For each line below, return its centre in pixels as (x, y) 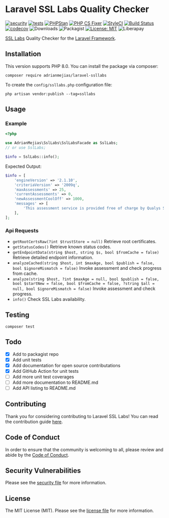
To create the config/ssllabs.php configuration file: (59, 84)
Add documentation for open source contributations (66, 365)
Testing (17, 315)
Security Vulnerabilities (43, 471)
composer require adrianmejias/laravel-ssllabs (56, 75)
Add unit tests (27, 360)
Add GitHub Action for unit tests (46, 371)
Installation (23, 54)
